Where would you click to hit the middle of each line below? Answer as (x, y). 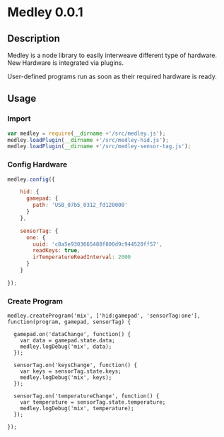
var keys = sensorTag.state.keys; (71, 371)
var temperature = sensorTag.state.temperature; (93, 402)
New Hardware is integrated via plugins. (65, 63)
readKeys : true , (57, 251)
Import (19, 119)
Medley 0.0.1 (45, 12)
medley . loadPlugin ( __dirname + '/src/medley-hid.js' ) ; (88, 140)
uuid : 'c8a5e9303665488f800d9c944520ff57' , (98, 244)
